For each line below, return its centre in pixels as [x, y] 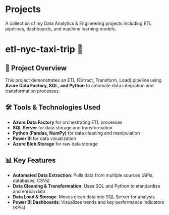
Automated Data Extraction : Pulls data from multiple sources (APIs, [83, 175]
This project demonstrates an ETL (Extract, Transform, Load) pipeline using [83, 80]
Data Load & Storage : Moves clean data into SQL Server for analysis [83, 197]
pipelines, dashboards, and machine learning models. [61, 28]
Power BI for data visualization [44, 138]
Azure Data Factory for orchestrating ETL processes [67, 122]
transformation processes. [33, 91]
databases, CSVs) [31, 181]
